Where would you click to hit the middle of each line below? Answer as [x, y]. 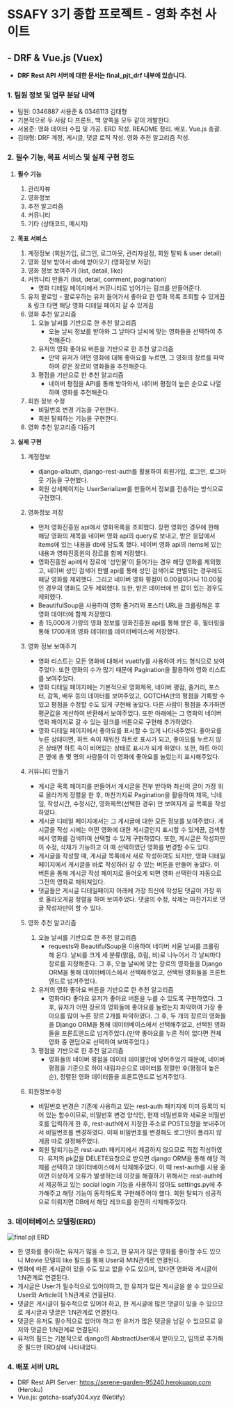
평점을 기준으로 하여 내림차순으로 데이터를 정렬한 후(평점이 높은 [134, 1068]
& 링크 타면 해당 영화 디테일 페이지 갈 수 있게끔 [91, 305]
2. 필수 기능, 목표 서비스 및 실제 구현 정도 [71, 157]
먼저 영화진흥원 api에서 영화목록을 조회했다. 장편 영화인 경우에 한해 [129, 527]
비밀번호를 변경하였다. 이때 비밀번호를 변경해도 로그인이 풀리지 [130, 1132]
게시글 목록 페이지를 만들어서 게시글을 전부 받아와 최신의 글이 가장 [127, 786]
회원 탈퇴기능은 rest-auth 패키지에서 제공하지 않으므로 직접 [118, 1149]
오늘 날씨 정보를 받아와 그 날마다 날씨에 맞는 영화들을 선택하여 [132, 331]
